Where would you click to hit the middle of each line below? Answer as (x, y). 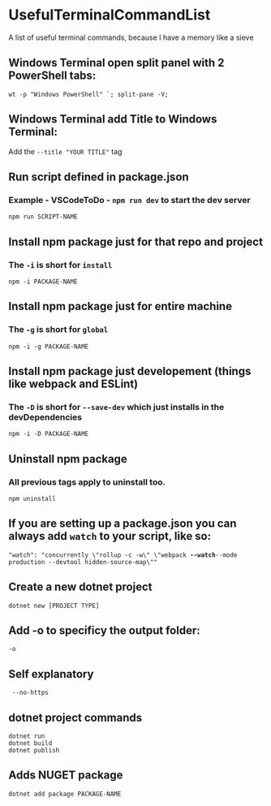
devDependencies (45, 417)
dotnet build (30, 744)
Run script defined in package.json (99, 177)
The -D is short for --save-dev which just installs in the (116, 407)
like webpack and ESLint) (73, 384)
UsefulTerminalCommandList (110, 15)
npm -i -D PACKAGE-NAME (49, 434)
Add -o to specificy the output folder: (104, 631)
